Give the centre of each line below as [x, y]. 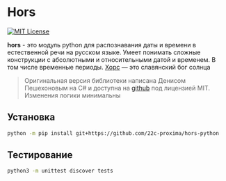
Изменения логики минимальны [72, 95]
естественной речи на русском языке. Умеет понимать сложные [104, 52]
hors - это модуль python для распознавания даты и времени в [102, 45]
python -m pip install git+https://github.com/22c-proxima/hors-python [113, 133]
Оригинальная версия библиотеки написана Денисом [105, 80]
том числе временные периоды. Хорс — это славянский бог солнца [109, 67]
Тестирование [40, 155]
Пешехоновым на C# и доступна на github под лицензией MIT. [117, 88]
